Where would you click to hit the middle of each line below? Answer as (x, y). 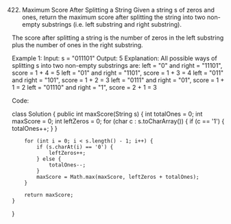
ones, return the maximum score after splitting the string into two (113, 17)
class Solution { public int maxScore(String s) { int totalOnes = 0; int (107, 114)
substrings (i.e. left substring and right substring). (111, 24)
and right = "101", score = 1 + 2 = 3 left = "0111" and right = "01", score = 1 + (118, 80)
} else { (49, 159)
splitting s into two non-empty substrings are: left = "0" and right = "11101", (117, 65)
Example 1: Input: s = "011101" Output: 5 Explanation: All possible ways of (114, 58)
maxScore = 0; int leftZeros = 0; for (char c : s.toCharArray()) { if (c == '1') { (118, 121)
